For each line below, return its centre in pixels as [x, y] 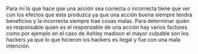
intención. [18, 46]
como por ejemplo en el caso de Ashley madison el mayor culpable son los [98, 33]
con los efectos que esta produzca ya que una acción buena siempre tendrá [99, 15]
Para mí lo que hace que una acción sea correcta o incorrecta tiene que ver [98, 9]
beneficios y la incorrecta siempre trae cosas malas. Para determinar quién [98, 21]
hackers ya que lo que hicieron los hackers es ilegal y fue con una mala [93, 40]
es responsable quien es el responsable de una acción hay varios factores [97, 27]
